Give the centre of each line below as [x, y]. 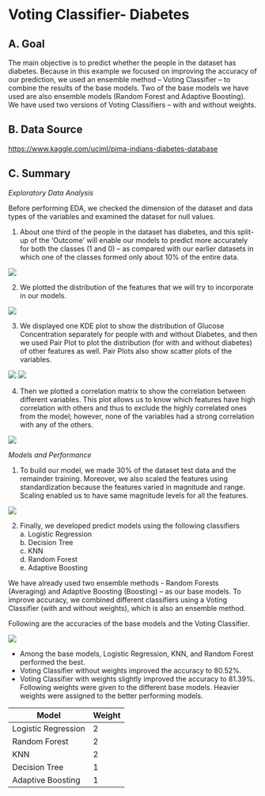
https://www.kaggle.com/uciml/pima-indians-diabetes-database [113, 149]
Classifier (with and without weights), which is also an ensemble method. [127, 608]
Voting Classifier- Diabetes [99, 15]
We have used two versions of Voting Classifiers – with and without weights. [132, 105]
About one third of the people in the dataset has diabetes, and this [127, 232]
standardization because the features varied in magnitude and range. [132, 487]
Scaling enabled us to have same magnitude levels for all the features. [134, 495]
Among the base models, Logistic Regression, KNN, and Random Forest [136, 654]
